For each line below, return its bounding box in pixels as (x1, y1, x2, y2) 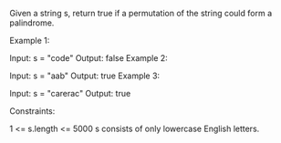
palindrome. (9, 17, 55, 28)
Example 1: (9, 36, 50, 46)
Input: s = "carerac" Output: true (9, 88, 131, 98)
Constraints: (9, 106, 56, 117)
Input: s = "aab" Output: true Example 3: (9, 70, 161, 81)
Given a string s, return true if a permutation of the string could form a (9, 8, 272, 18)
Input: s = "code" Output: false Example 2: (9, 53, 169, 63)
